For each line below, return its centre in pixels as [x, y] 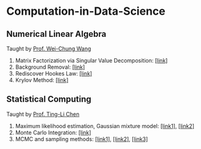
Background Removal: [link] [50, 67]
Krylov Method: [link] [42, 80]
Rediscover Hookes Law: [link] [54, 74]
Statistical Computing [49, 99]
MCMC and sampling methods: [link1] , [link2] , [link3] [82, 139]
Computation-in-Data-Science [86, 11]
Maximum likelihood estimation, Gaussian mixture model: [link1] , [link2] [105, 126]
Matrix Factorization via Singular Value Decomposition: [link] [91, 60]
